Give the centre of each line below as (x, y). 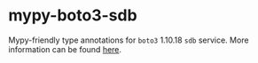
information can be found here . (65, 49)
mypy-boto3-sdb (73, 16)
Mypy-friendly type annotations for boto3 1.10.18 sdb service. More (129, 40)
